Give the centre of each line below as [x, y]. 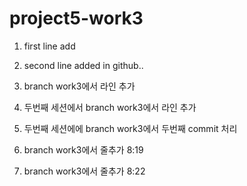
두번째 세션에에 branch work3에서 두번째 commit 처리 [130, 128]
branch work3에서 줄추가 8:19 [83, 149]
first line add [49, 46]
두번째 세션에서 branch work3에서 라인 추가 [110, 107]
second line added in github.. [83, 65]
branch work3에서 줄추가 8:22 [84, 171]
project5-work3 [76, 18]
